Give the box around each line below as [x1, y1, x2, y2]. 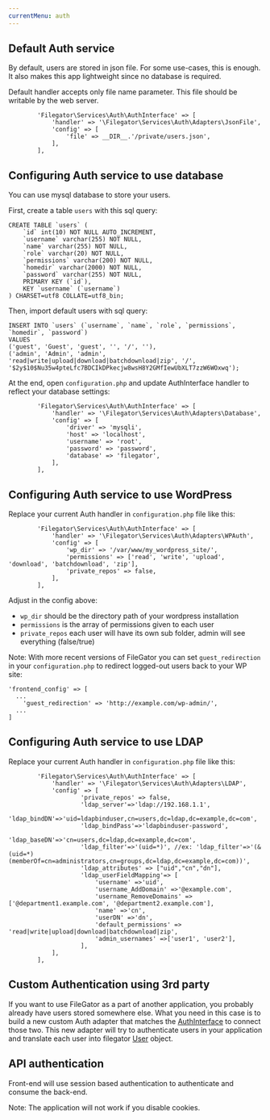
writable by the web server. [8, 96, 99, 106]
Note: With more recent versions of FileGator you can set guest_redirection [8, 653, 261, 662]
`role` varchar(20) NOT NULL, [23, 249, 125, 258]
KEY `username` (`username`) [23, 285, 121, 293]
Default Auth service [8, 42, 115, 56]
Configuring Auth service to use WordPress [8, 487, 232, 501]
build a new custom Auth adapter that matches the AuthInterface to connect [8, 1016, 261, 1026]
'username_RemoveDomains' [94, 892, 182, 901]
